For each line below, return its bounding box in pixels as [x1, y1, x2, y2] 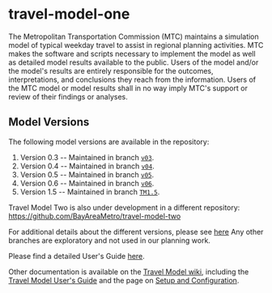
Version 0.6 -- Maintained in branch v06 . [19, 178, 155, 188]
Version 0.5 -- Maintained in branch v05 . [19, 169, 155, 179]
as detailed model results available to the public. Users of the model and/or [8, 57, 259, 67]
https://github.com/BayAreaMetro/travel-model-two [8, 211, 181, 221]
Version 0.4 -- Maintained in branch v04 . [19, 161, 155, 171]
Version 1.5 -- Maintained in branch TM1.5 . [19, 187, 160, 197]
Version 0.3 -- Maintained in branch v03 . [19, 152, 155, 162]
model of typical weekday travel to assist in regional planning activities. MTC [8, 40, 264, 49]
